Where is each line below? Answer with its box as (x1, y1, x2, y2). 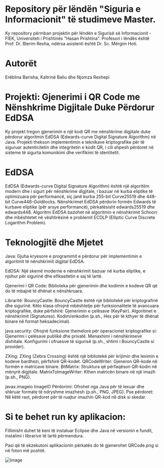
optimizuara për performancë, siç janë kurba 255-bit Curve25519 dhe (5, 193, 145, 199)
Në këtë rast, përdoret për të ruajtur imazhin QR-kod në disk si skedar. (5, 394, 147, 400)
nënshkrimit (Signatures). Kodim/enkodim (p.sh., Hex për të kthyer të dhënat (5, 313, 159, 319)
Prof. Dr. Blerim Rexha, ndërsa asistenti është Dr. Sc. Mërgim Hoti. (5, 40, 138, 46)
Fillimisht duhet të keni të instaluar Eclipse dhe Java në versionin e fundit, (5, 427, 153, 434)
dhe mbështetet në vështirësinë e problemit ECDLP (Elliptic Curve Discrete (5, 214, 155, 220)
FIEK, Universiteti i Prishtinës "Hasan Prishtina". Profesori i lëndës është (5, 35, 150, 41)
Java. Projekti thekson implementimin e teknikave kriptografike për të (5, 139, 145, 145)
